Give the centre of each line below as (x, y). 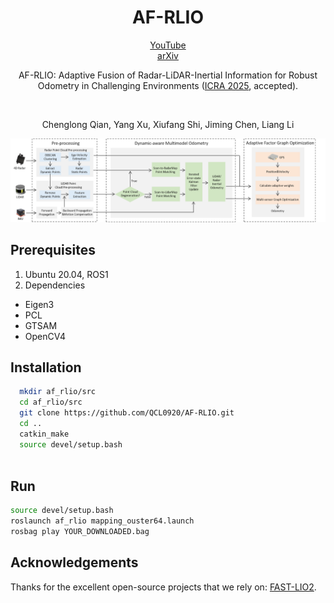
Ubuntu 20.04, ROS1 (66, 274)
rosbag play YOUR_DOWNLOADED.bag (80, 532)
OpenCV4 (45, 336)
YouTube (168, 45)
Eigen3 (39, 304)
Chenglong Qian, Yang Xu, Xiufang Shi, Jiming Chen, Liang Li (168, 124)
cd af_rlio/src (51, 402)
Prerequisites (53, 250)
